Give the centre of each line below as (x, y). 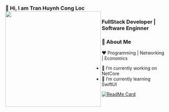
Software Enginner (125, 28)
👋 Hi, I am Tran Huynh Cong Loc (45, 8)
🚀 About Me (116, 42)
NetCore (110, 74)
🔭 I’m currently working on (129, 68)
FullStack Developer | (129, 21)
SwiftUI (109, 85)
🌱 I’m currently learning (126, 79)
